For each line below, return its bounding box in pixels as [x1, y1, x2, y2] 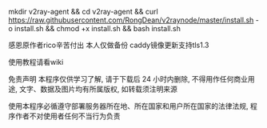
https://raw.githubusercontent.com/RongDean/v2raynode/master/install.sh [8, 15, 254, 25]
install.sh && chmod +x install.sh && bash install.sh [14, 24, 181, 33]
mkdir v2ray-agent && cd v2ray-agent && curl [8, 7, 158, 16]
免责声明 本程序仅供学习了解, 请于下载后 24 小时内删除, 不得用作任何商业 [8, 74, 249, 83]
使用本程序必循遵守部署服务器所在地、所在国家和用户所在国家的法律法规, [8, 102, 249, 110]
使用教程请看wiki [8, 58, 64, 66]
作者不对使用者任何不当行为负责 [14, 111, 121, 121]
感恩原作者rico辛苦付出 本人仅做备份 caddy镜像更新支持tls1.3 [8, 40, 209, 50]
